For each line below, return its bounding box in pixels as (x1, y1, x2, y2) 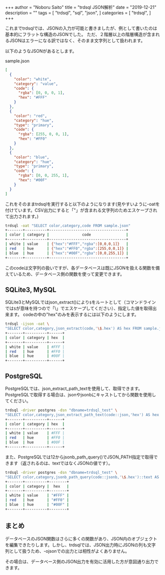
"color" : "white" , (14, 77, 52, 81)
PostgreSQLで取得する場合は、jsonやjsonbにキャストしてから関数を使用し (5, 392, 156, 397)
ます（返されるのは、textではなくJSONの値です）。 (9, 460, 113, 466)
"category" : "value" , (14, 81, 58, 86)
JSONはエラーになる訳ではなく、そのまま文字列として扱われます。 (9, 38, 145, 43)
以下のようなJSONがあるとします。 (5, 48, 77, 54)
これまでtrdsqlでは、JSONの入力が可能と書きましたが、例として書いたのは (5, 25, 158, 31)
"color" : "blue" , (14, 154, 50, 159)
